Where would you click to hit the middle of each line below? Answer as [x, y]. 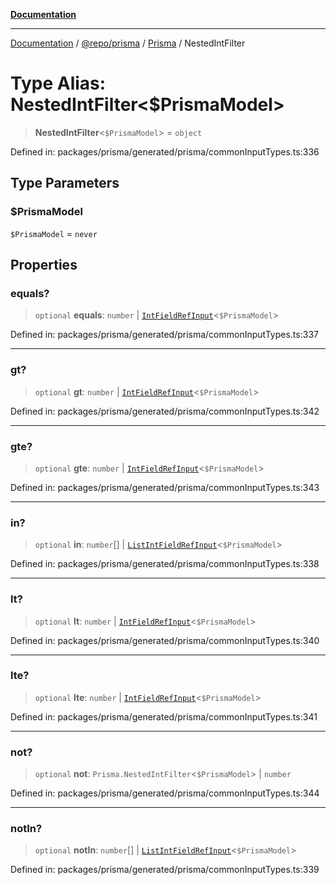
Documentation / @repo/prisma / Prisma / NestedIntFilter [128, 43]
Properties [44, 265]
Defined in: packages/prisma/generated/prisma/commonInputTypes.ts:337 [164, 335]
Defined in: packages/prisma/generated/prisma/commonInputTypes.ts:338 [165, 564]
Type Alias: [58, 83]
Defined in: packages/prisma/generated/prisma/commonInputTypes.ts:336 [165, 151]
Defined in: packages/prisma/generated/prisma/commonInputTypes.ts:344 [165, 793]
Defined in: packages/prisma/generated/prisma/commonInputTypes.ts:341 [164, 716]
